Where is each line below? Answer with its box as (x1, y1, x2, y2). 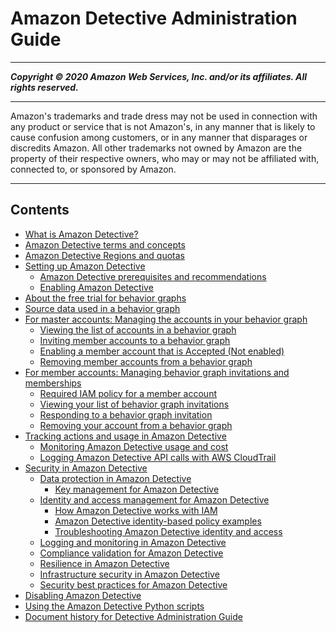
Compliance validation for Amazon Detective (39, 547, 224, 559)
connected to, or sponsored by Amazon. (10, 163, 177, 175)
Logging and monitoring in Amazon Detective (39, 536, 227, 548)
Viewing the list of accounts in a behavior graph (39, 323, 237, 336)
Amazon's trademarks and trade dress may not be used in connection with (10, 110, 318, 122)
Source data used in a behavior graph (24, 302, 181, 314)
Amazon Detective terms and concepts (24, 238, 186, 251)
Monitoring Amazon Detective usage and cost (39, 440, 229, 452)
